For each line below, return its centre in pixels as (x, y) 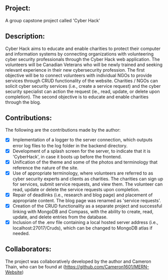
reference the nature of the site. (46, 167)
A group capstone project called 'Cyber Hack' (53, 20)
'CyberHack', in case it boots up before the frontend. (67, 156)
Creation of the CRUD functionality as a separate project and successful (87, 206)
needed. (21, 233)
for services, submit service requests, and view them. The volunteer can (88, 184)
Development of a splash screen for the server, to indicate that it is (81, 151)
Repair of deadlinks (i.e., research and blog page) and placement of (82, 195)
